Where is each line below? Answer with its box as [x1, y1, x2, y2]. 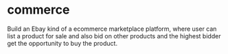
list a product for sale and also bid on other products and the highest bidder [7, 31, 221, 40]
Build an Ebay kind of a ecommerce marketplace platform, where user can [7, 25, 217, 33]
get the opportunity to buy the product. [7, 39, 118, 47]
